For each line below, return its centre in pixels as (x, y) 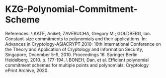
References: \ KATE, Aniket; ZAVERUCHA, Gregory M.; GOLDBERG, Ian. (78, 33)
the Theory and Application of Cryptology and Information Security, (74, 49)
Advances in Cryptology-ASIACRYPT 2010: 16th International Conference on (83, 44)
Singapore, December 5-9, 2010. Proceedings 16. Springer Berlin (71, 54)
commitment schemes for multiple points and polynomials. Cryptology (77, 65)
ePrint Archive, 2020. (27, 70)
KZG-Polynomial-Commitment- (71, 9)
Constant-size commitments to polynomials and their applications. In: (76, 39)
